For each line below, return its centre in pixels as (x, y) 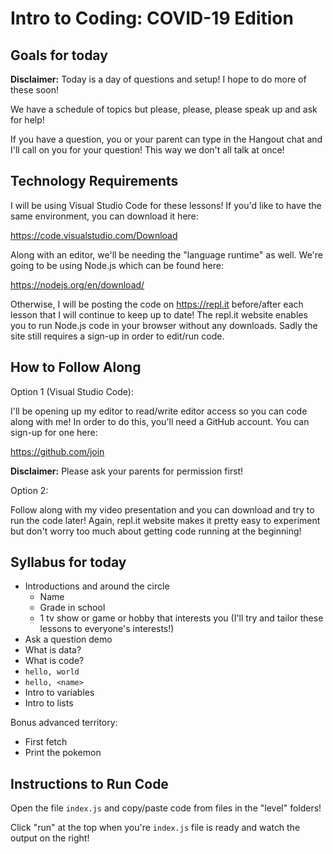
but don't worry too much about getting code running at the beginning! (156, 531)
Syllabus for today (68, 562)
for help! (27, 120)
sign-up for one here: (54, 432)
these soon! (34, 90)
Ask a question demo (68, 639)
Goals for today (59, 55)
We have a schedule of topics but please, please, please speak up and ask (164, 109)
